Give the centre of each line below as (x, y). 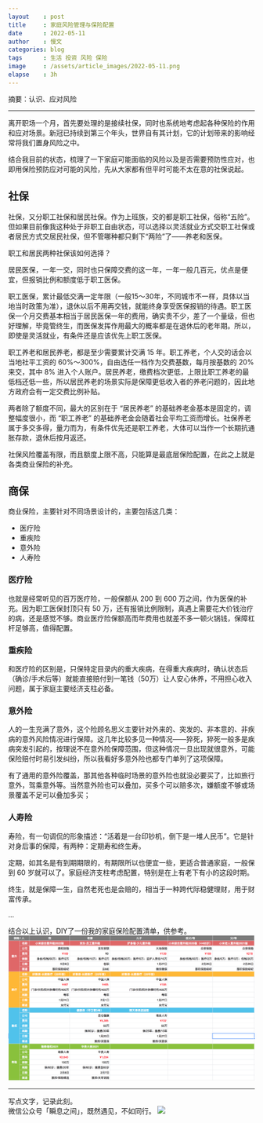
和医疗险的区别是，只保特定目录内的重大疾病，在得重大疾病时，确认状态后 (128, 668)
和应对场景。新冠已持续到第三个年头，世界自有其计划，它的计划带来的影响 (128, 133)
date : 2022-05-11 (47, 33)
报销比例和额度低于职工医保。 (77, 280)
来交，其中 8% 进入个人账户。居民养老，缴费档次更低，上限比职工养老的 (125, 371)
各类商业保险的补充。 (42, 464)
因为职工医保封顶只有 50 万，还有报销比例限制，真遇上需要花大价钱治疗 (138, 608)
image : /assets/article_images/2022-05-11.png (94, 67)
